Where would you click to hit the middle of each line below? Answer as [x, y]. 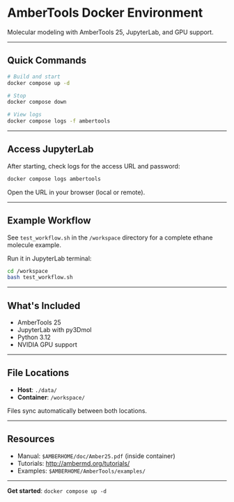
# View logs [24, 115]
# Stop [17, 95]
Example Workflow [49, 221]
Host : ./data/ [37, 390]
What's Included [44, 305]
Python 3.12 [34, 337]
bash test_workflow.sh [40, 277]
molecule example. [34, 244]
